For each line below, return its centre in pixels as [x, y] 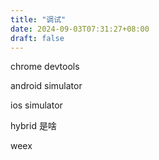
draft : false [37, 38]
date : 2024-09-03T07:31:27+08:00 [80, 29]
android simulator [46, 86]
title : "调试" [38, 19]
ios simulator [36, 105]
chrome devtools [45, 67]
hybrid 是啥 [33, 126]
